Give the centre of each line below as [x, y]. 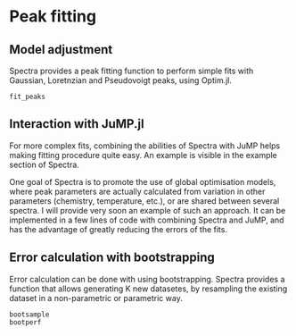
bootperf [25, 322]
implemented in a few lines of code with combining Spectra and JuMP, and [147, 220]
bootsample [29, 315]
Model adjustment [61, 50]
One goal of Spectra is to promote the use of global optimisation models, [143, 181]
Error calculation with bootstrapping [112, 258]
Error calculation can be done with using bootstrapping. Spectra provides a [147, 279]
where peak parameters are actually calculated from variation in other [137, 191]
